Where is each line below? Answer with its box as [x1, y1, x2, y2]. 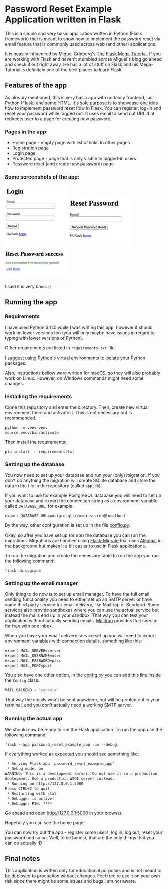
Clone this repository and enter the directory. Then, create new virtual [5, 404, 149, 410]
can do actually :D [5, 840, 42, 846]
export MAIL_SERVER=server [5, 648, 61, 653]
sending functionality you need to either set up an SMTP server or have [5, 596, 152, 602]
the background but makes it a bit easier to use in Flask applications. [5, 543, 146, 549]
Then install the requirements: [5, 439, 67, 445]
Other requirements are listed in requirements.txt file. [5, 344, 116, 351]
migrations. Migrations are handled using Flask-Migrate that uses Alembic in [5, 538, 162, 544]
